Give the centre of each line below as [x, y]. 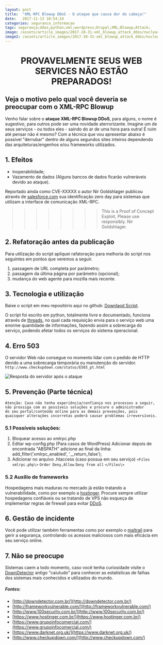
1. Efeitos [19, 160]
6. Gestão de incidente [40, 518]
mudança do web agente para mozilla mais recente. [64, 278]
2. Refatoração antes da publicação [60, 242]
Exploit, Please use [121, 216]
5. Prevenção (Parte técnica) [49, 392]
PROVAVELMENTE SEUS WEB [81, 61]
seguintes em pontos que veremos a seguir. [49, 259]
